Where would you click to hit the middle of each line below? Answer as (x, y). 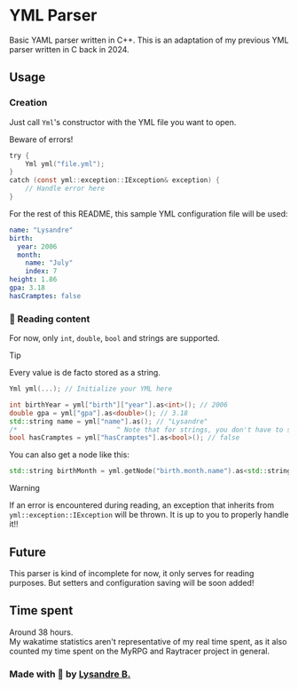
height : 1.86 (33, 280)
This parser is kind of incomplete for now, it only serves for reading (132, 573)
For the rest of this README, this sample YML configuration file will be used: (149, 213)
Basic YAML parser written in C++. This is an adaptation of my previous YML (149, 40)
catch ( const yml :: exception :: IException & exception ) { (114, 180)
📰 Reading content (50, 319)
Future (28, 552)
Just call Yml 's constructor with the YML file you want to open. (123, 122)
